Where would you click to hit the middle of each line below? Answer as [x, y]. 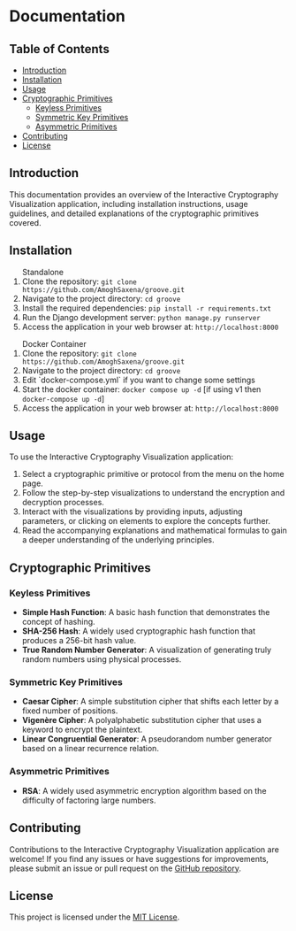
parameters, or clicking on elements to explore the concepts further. [146, 521]
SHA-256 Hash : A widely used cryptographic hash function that [139, 631]
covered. [25, 222]
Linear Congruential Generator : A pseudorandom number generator [147, 739]
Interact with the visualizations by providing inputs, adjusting [132, 512]
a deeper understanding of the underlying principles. [118, 540]
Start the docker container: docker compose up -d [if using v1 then [141, 389]
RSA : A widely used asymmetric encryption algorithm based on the [144, 790]
